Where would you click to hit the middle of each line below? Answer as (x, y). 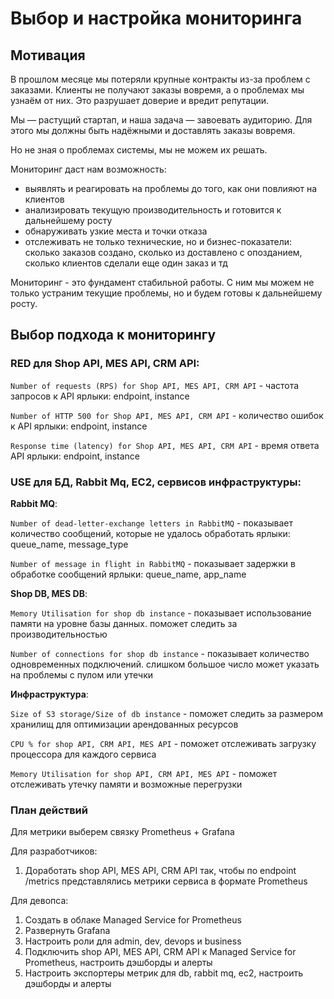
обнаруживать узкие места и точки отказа (116, 231)
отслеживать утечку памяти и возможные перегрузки (126, 784)
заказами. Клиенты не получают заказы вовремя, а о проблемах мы (157, 90)
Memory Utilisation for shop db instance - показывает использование (161, 613)
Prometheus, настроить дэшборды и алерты (118, 963)
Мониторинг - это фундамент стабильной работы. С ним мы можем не (162, 282)
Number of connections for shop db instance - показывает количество (160, 653)
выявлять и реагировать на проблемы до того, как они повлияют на (171, 188)
